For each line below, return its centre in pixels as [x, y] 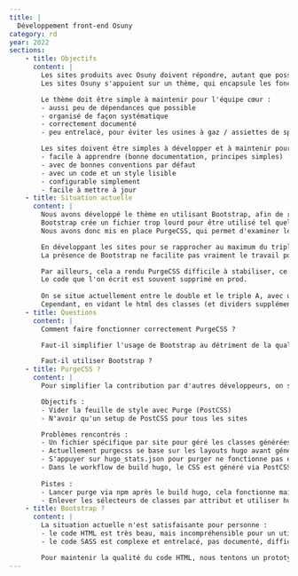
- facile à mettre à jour [89, 190]
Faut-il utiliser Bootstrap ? [97, 361]
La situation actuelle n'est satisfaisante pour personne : [154, 525]
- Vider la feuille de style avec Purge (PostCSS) [137, 410]
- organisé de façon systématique [105, 116]
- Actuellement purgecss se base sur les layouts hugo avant [157, 451]
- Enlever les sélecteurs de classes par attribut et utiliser [160, 501]
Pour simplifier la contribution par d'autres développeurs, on [162, 386]
